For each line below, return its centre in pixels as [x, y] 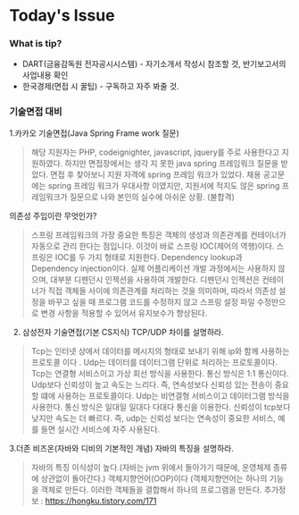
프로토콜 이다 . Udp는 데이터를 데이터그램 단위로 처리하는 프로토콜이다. [154, 362]
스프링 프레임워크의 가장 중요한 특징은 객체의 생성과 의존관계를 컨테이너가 [159, 234]
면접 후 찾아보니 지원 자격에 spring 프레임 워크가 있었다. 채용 [156, 174]
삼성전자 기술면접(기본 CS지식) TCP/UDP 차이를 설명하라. [123, 332]
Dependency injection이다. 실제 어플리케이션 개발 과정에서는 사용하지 [154, 268]
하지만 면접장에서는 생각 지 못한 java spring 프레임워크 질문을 [172, 163]
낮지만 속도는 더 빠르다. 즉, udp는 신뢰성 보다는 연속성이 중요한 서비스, [154, 418]
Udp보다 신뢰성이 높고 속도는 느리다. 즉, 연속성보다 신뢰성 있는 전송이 [152, 384]
